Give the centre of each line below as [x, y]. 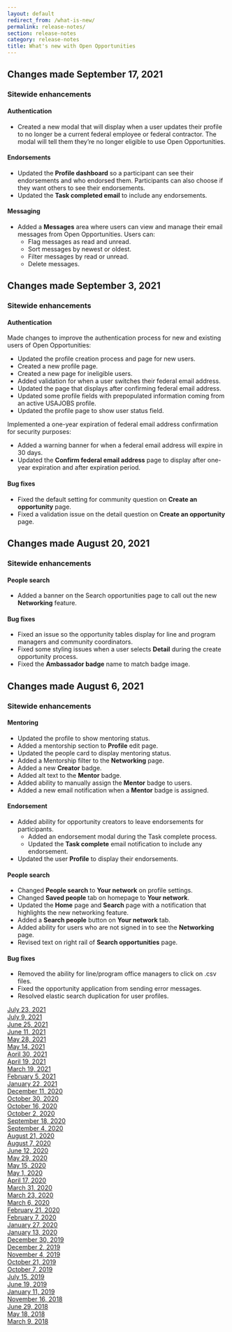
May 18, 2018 [26, 1314]
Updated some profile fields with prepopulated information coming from [121, 396]
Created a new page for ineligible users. [75, 374]
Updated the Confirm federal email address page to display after [111, 460]
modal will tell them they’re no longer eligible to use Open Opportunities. [121, 141]
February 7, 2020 [32, 1217]
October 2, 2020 [31, 1114]
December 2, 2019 [34, 1247]
